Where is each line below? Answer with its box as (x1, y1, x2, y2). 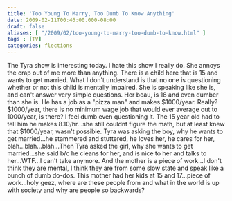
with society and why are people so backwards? (7, 186, 145, 194)
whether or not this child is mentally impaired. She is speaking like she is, (7, 84, 216, 91)
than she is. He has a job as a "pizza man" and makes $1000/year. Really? (7, 98, 218, 106)
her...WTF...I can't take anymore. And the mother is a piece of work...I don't (7, 157, 222, 164)
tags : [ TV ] (7, 36, 42, 43)
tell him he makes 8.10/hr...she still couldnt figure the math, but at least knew (7, 120, 225, 128)
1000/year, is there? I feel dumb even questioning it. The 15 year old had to (7, 113, 220, 121)
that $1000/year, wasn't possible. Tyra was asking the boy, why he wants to (7, 127, 224, 135)
